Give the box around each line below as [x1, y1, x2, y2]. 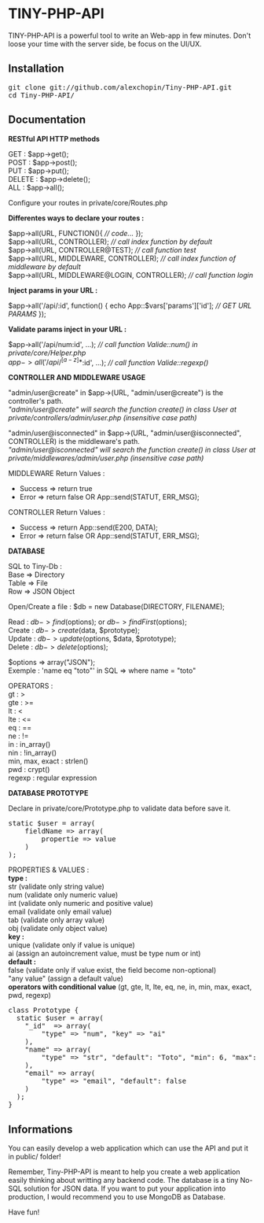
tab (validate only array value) [8, 915, 104, 925]
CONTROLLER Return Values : [8, 508, 105, 517]
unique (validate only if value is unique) [8, 940, 135, 950]
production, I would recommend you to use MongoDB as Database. [8, 1192, 226, 1202]
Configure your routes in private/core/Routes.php [8, 198, 168, 207]
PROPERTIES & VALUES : [8, 865, 90, 874]
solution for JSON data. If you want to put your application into [23, 1184, 226, 1193]
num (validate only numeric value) [8, 890, 119, 900]
